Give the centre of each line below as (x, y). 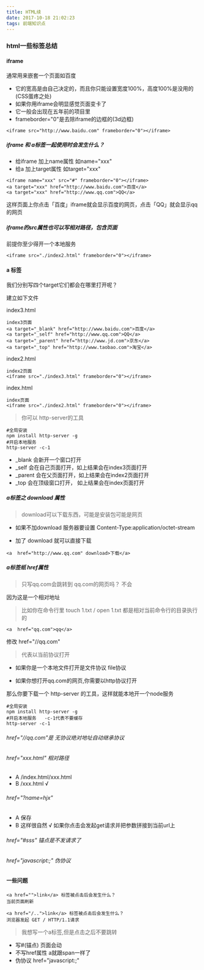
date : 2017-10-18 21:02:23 (41, 18)
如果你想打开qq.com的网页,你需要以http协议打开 (76, 680)
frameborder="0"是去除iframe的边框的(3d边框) (75, 119)
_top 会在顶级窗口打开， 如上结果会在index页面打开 (80, 483)
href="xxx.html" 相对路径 (38, 758)
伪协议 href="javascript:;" (47, 961)
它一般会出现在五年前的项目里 (53, 111)
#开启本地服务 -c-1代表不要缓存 (45, 718)
